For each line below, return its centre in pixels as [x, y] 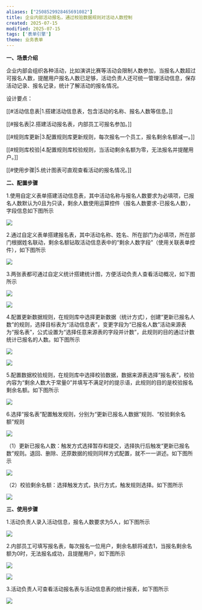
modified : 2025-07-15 [33, 29]
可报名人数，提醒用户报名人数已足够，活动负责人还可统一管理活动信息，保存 [101, 78]
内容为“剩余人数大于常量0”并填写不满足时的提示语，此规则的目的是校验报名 [100, 382]
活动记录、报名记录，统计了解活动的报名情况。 [64, 86]
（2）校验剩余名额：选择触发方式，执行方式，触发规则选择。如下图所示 [95, 485]
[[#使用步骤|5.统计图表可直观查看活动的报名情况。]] [69, 170]
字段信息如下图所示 [30, 211]
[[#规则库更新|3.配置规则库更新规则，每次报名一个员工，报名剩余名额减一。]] [101, 137]
